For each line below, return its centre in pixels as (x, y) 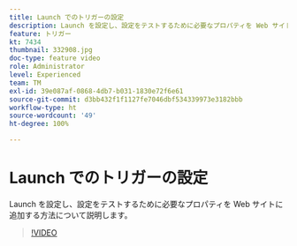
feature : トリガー (41, 34)
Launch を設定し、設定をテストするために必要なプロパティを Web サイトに (146, 204)
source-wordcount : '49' (53, 116)
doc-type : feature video (55, 58)
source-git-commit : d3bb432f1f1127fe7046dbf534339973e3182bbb (126, 99)
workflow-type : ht (43, 108)
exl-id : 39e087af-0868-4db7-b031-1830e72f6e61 (96, 91)
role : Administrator (47, 67)
